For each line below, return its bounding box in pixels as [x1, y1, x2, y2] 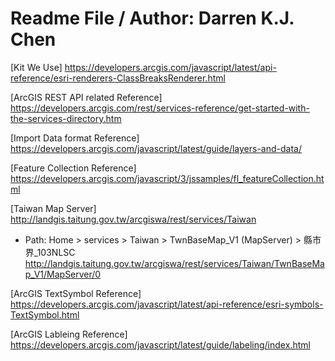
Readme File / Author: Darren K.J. [10, 7, 295, 30]
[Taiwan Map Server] [10, 202, 97, 214]
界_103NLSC [24, 246, 76, 258]
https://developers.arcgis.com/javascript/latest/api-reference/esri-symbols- [10, 298, 324, 310]
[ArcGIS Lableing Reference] [10, 328, 128, 340]
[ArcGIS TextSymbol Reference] [10, 287, 142, 299]
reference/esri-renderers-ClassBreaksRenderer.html [10, 72, 226, 84]
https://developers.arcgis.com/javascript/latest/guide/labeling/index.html [10, 338, 311, 351]
